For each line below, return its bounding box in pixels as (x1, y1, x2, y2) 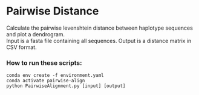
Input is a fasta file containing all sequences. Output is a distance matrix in (6, 37, 192, 44)
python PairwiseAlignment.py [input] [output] (6, 83, 126, 89)
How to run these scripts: (6, 59, 82, 67)
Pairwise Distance (6, 4, 99, 18)
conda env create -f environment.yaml (6, 73, 104, 79)
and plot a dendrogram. (6, 30, 65, 38)
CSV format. (6, 44, 38, 51)
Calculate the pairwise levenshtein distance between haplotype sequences (6, 24, 194, 31)
